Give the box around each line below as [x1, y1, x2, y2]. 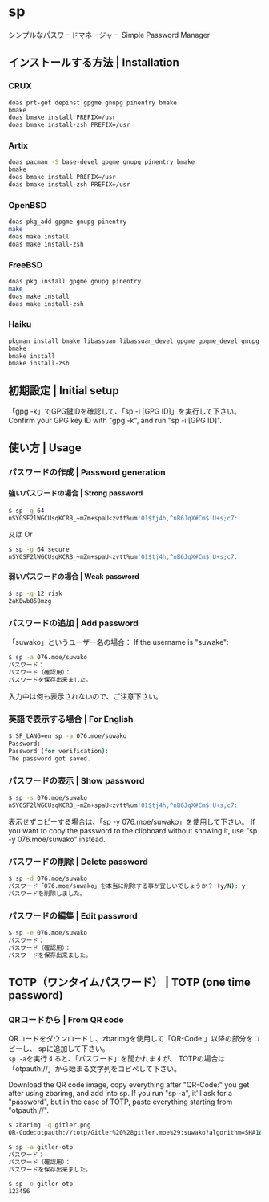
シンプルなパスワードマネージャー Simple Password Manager [8, 30, 211, 39]
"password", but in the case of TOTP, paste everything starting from [8, 1097, 233, 1106]
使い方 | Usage [8, 441, 82, 454]
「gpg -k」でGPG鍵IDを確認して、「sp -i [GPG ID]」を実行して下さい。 [8, 406, 242, 416]
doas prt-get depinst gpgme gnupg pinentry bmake [8, 99, 178, 107]
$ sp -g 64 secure [8, 545, 70, 554]
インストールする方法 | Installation [8, 55, 179, 70]
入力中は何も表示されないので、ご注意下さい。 [8, 691, 163, 701]
